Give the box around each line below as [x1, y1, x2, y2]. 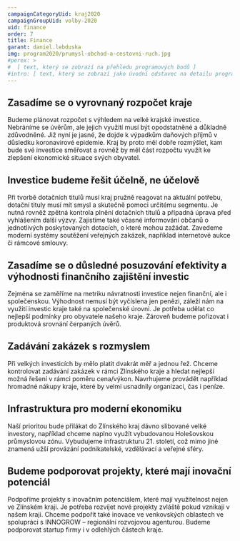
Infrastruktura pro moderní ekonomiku [7, 403, 182, 415]
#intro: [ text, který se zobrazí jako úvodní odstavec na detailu [7, 70, 213, 77]
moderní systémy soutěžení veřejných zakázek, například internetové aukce [7, 231, 231, 240]
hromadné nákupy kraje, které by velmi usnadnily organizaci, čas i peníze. [7, 382, 225, 390]
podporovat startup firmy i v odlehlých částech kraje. [7, 525, 164, 534]
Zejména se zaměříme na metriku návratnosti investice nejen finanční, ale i [7, 289, 227, 298]
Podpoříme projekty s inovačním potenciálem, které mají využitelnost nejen [7, 495, 229, 504]
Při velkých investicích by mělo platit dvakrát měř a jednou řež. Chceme [7, 359, 218, 368]
